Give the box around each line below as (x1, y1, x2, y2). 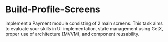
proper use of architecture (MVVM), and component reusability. (5, 31, 140, 37)
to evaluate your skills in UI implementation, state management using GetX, (5, 25, 164, 31)
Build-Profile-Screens (5, 4, 101, 15)
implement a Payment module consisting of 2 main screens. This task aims (5, 20, 163, 26)
